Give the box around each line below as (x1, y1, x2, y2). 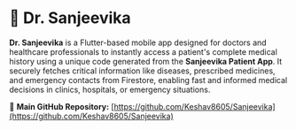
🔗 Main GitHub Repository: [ (9, 101, 114, 111)
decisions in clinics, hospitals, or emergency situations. (9, 84, 211, 95)
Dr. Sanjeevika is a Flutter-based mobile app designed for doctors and (9, 37, 268, 48)
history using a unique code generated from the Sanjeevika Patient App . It (9, 56, 283, 66)
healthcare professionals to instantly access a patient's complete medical (9, 46, 277, 57)
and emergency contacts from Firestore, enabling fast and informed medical (9, 74, 288, 85)
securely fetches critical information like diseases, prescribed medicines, (9, 65, 277, 76)
